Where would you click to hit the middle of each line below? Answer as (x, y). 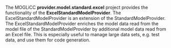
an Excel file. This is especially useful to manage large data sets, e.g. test (82, 34)
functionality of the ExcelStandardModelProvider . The (63, 13)
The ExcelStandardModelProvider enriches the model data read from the (82, 23)
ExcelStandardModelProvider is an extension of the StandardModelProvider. (85, 18)
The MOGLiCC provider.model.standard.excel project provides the (77, 7)
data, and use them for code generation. (48, 40)
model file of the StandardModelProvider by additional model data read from (86, 29)
